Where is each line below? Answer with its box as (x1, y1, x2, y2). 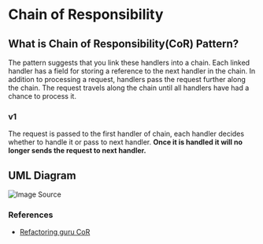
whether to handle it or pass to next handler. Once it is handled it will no (8, 137, 243, 147)
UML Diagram (8, 168, 76, 182)
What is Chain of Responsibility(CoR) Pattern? (8, 37, 239, 51)
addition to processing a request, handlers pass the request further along (8, 75, 246, 84)
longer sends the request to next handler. (8, 146, 147, 156)
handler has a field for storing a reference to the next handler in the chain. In (8, 66, 256, 76)
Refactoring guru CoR (19, 227, 91, 237)
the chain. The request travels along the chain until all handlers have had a (8, 83, 250, 92)
